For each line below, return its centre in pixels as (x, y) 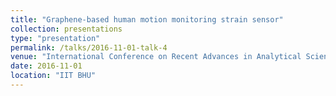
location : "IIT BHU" (53, 76)
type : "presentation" (55, 38)
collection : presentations (66, 29)
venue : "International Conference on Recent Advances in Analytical (156, 57)
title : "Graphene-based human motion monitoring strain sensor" (147, 19)
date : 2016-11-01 (46, 66)
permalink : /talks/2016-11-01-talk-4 (89, 47)
